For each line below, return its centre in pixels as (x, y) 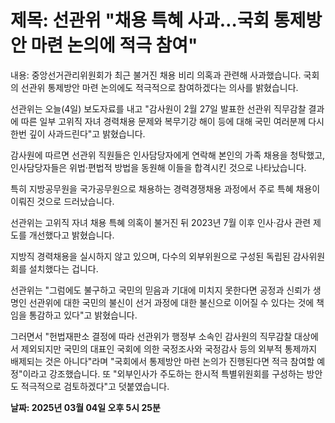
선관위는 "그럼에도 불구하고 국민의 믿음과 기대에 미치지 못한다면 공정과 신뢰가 (160, 290)
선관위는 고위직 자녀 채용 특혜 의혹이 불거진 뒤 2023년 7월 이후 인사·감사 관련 (161, 222)
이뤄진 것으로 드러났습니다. (62, 201)
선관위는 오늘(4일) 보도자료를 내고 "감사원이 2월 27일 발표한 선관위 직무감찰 (158, 108)
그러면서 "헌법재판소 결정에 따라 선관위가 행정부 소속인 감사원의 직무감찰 (151, 336)
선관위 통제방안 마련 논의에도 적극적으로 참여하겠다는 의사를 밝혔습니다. (159, 87)
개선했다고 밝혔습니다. (71, 235)
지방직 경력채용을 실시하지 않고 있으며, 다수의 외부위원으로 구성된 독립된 (150, 256)
